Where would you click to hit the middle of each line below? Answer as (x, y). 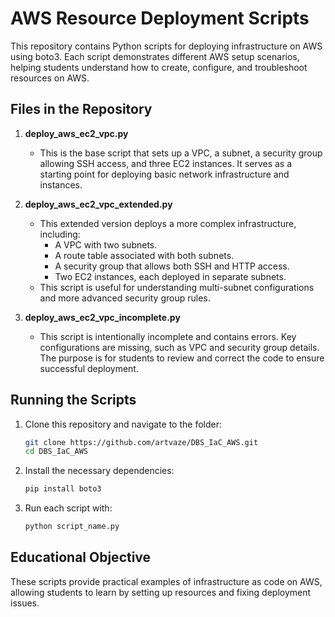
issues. (25, 603)
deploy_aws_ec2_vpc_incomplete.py (102, 317)
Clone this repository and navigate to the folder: (123, 424)
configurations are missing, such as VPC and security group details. (179, 347)
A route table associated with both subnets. (144, 255)
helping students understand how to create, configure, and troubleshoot (159, 67)
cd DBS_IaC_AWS (56, 452)
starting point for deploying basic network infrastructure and (164, 174)
